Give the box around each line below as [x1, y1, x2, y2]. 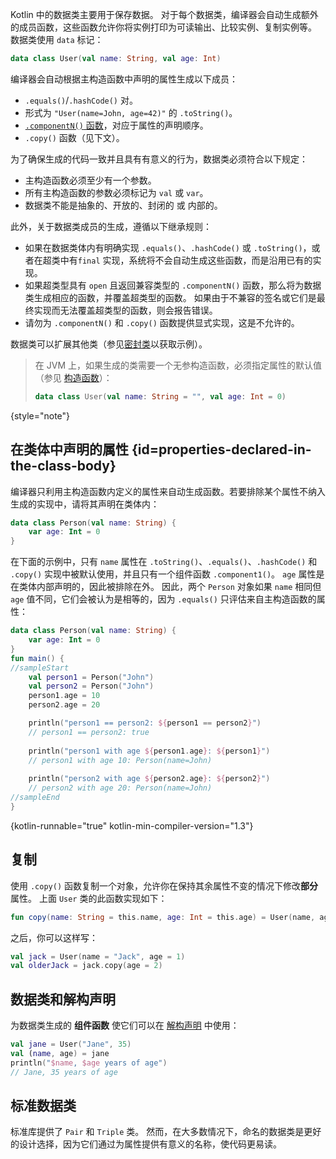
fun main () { [10, 653, 65, 663]
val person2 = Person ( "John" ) [28, 681, 155, 692]
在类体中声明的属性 [10, 441, 129, 458]
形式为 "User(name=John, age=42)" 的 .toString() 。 [24, 106, 238, 118]
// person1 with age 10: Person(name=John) [28, 755, 213, 765]
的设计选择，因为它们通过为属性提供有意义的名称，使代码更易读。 [10, 1138, 282, 1150]
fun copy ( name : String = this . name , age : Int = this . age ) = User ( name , [10, 912, 316, 922]
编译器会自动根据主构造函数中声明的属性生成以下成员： [10, 73, 238, 85]
